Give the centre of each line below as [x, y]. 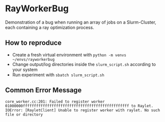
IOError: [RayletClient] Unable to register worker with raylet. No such [83, 110]
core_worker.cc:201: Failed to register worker [55, 101]
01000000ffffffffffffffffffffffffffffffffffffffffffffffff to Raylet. [79, 106]
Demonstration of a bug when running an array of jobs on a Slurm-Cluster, [81, 22]
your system [25, 69]
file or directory [24, 114]
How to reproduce [33, 43]
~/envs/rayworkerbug [33, 60]
